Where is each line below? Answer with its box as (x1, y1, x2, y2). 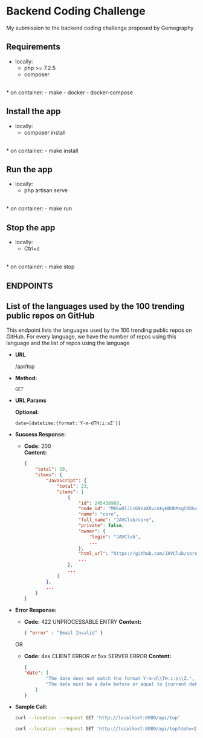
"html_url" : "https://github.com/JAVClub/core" (78, 551, 201, 557)
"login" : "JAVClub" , (89, 534, 141, 540)
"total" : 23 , (56, 483, 89, 489)
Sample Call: (14, 703, 48, 711)
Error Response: (14, 606, 57, 614)
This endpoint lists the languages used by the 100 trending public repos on (6, 326, 192, 334)
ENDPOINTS (6, 280, 53, 291)
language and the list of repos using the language (6, 340, 130, 347)
